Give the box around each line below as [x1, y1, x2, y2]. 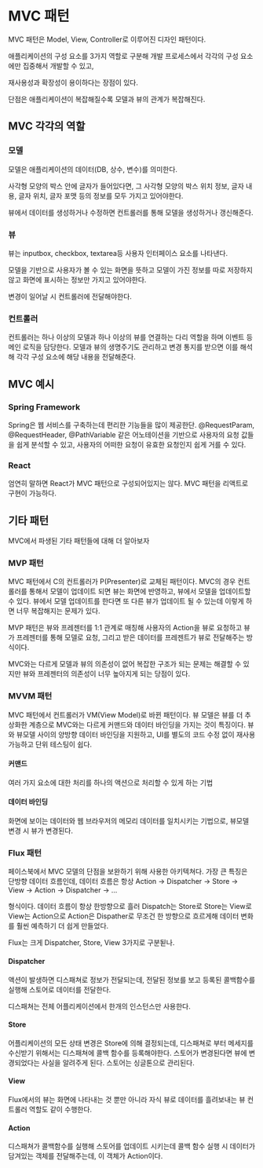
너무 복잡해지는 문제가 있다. [16, 606, 100, 616]
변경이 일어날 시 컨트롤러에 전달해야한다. [8, 291, 132, 301]
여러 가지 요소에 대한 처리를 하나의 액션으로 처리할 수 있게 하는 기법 [8, 778, 214, 787]
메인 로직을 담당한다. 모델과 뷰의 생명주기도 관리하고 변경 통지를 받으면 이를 [8, 342, 239, 352]
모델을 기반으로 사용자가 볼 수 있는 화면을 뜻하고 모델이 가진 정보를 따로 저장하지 [8, 265, 254, 275]
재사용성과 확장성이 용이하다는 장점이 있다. [8, 78, 139, 87]
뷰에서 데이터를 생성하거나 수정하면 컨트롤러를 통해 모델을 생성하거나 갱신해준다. [8, 207, 254, 217]
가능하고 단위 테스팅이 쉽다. [8, 739, 93, 749]
